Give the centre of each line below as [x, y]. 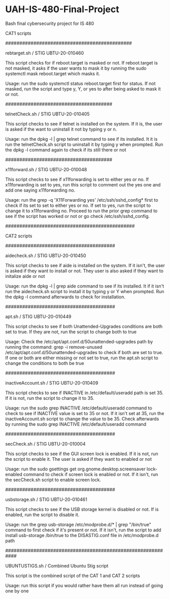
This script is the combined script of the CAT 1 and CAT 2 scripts [73, 576]
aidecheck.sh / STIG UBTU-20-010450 [46, 256]
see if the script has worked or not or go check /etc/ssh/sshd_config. [78, 216]
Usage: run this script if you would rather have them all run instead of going [84, 585]
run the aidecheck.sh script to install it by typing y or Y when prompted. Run [85, 291]
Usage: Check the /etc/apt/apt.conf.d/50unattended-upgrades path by [79, 341]
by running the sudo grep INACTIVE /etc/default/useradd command [76, 424]
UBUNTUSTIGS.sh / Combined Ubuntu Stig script [57, 565]
